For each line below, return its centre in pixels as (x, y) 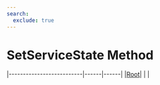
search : (18, 14)
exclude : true (33, 20)
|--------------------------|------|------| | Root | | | (78, 74)
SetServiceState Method (80, 55)
